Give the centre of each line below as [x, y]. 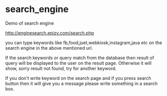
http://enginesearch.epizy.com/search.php [50, 33]
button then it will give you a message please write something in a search [81, 83]
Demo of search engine [30, 23]
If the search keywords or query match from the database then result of [80, 58]
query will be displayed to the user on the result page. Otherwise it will [78, 63]
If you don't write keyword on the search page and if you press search [78, 78]
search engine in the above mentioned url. [49, 48]
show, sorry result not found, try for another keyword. [61, 68]
